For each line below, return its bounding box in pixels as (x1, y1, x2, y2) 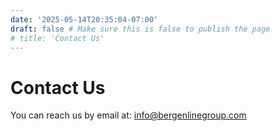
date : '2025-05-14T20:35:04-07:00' (10, 14, 159, 25)
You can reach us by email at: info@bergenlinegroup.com (10, 109, 247, 121)
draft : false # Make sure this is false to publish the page (10, 24, 271, 34)
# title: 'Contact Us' (10, 33, 105, 43)
